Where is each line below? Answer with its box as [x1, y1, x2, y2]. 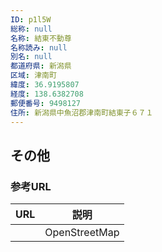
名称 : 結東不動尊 [10, 33, 72, 43]
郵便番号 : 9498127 [10, 98, 82, 108]
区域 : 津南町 [10, 71, 57, 81]
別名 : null [10, 52, 53, 62]
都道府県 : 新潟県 [10, 61, 72, 71]
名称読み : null [10, 42, 68, 53]
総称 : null [10, 24, 53, 34]
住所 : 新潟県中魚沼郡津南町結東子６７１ [10, 107, 154, 118]
